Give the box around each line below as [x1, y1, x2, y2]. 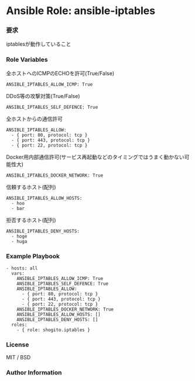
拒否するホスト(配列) [6, 216, 57, 224]
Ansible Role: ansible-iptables [6, 4, 156, 18]
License [6, 340, 29, 349]
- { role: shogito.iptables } [16, 327, 91, 333]
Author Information [6, 369, 63, 377]
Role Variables [6, 56, 48, 64]
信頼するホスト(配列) [6, 183, 57, 190]
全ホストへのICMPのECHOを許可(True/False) [6, 69, 115, 77]
